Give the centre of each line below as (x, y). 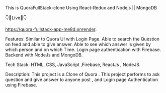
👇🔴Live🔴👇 (16, 18)
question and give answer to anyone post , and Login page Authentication (82, 79)
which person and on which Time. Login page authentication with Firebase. (83, 49)
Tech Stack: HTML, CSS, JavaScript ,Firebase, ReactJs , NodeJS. (73, 64)
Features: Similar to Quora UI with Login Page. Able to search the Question (82, 39)
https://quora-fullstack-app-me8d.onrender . (51, 29)
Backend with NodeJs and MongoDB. (44, 55)
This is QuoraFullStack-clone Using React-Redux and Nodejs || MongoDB (81, 8)
